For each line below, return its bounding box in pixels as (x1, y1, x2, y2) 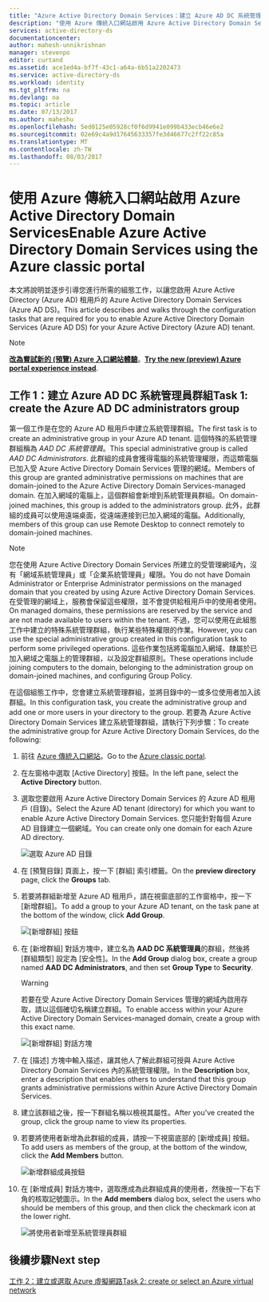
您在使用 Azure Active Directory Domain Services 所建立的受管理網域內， (9, 560, 251, 569)
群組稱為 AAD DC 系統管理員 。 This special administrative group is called (9, 444, 248, 453)
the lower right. (20, 1212, 71, 1221)
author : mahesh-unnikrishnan (9, 41, 106, 49)
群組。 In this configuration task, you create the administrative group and (9, 697, 247, 707)
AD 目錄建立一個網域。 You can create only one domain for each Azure (20, 823, 253, 833)
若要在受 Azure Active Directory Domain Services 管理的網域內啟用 (20, 995, 242, 1004)
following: (9, 735, 42, 744)
